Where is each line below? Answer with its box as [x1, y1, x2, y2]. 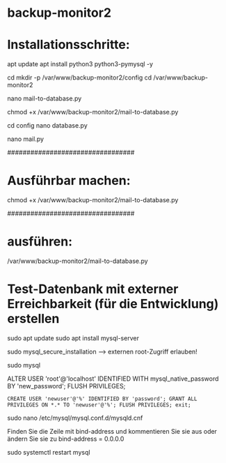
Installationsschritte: [7, 37, 130, 53]
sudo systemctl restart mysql [7, 448, 90, 456]
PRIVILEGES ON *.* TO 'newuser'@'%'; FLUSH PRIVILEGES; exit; [7, 401, 191, 409]
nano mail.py [7, 135, 44, 144]
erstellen [7, 311, 60, 327]
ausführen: [7, 234, 73, 250]
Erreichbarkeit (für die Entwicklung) [7, 296, 219, 312]
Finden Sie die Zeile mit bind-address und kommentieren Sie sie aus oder [7, 427, 218, 435]
